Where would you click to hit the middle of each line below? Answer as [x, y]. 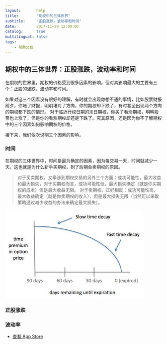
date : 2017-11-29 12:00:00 [42, 26]
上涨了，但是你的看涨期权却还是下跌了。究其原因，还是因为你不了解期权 [88, 118]
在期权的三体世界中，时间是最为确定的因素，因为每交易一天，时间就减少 [79, 161]
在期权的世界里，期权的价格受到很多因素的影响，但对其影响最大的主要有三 [81, 82]
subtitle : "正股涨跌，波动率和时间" [43, 21]
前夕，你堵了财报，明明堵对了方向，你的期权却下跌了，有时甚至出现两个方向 [83, 105]
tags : [11, 42]
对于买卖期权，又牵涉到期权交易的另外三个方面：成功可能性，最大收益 [89, 177]
